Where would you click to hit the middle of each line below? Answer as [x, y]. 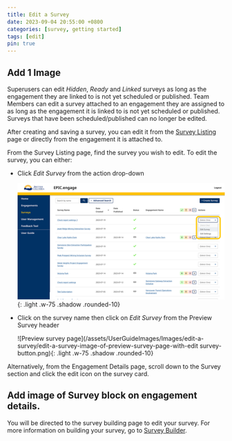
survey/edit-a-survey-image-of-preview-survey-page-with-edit [108, 346]
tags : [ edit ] [26, 37]
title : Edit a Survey [38, 14]
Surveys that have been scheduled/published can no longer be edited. [107, 118]
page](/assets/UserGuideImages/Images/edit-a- [135, 339]
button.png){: [36, 353]
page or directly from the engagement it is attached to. [85, 139]
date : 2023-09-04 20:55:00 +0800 [55, 22]
